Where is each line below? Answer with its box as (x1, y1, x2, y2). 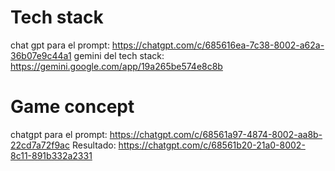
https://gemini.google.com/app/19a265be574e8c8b (10, 60, 223, 72)
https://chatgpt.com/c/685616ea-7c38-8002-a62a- (111, 39, 325, 51)
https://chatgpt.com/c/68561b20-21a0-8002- (118, 139, 306, 151)
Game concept (10, 96, 135, 118)
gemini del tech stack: (73, 49, 165, 61)
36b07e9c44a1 (10, 49, 72, 61)
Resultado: (71, 139, 117, 151)
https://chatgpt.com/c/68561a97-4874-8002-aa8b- (109, 128, 323, 140)
